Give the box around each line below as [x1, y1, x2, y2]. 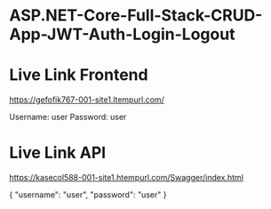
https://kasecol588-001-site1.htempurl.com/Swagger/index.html [9, 173, 244, 183]
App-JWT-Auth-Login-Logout [9, 24, 235, 44]
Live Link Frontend [9, 65, 148, 85]
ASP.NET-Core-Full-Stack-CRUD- [9, 5, 263, 26]
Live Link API [9, 143, 107, 163]
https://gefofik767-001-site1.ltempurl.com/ [9, 94, 164, 105]
